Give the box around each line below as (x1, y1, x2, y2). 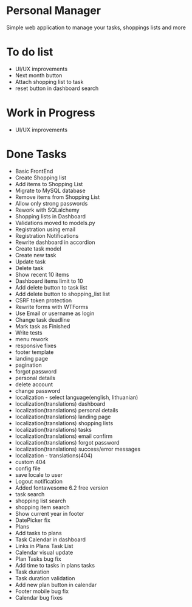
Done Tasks (6, 147, 67, 161)
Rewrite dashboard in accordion (15, 238, 95, 246)
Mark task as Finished (15, 322, 70, 330)
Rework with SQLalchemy (15, 206, 80, 213)
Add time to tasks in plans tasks (15, 561, 95, 569)
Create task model (15, 245, 62, 252)
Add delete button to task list (15, 283, 87, 291)
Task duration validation (15, 574, 75, 581)
